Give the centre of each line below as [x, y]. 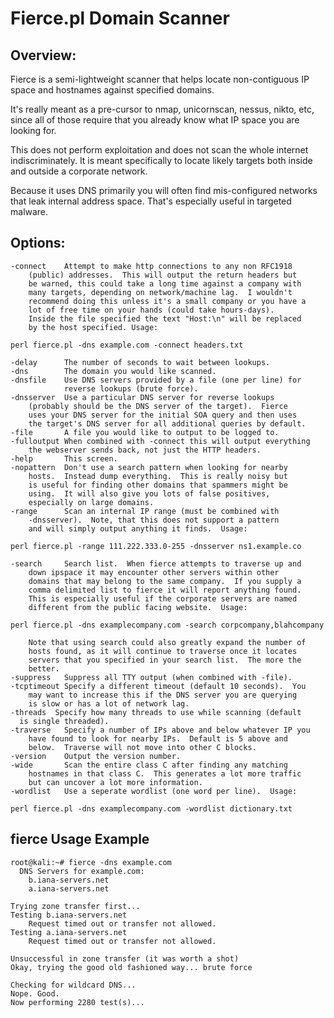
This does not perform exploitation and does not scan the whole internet [159, 150]
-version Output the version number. [96, 756]
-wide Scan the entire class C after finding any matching [149, 765]
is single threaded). [64, 721]
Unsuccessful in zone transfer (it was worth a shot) [125, 958]
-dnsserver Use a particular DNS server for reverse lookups [142, 397]
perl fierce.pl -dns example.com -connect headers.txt [127, 345]
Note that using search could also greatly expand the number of [167, 642]
